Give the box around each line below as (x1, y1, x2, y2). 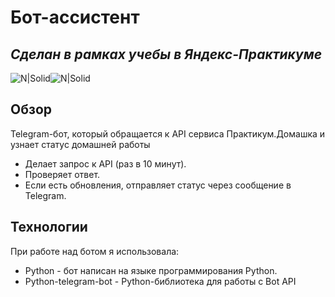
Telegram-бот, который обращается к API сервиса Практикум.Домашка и (10, 127, 326, 140)
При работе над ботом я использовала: (10, 245, 180, 257)
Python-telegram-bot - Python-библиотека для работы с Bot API (24, 275, 297, 287)
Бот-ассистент (10, 6, 140, 29)
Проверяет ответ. (24, 168, 101, 180)
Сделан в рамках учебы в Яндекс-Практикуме (10, 46, 323, 63)
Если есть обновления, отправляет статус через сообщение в (24, 179, 292, 191)
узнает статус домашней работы (10, 138, 151, 150)
